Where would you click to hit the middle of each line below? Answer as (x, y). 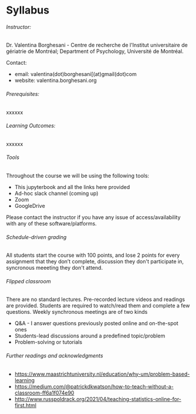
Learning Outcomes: (31, 126)
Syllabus (28, 10)
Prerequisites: (23, 94)
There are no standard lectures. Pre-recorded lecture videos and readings (96, 299)
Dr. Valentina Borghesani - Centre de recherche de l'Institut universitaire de (97, 45)
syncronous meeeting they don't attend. (55, 268)
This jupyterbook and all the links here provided (72, 187)
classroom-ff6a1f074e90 (44, 393)
